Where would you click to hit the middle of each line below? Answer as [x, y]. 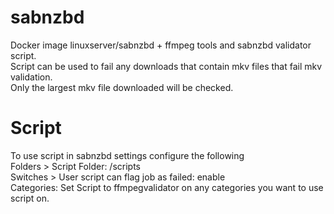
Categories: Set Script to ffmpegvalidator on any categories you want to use [167, 187]
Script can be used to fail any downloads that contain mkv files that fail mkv [166, 66]
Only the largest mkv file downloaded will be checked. [122, 87]
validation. [31, 77]
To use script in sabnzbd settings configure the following [127, 155]
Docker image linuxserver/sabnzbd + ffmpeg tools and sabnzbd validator [161, 45]
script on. [30, 198]
